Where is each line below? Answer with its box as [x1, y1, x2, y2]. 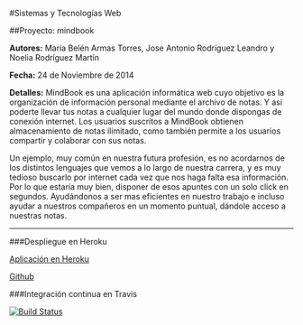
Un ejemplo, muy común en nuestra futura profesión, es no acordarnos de [9, 153, 286, 163]
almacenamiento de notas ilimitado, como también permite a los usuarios [9, 125, 281, 136]
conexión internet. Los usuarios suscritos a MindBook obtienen [9, 116, 243, 126]
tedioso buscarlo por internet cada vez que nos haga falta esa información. [9, 172, 289, 182]
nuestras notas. [9, 210, 68, 220]
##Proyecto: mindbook [9, 25, 95, 35]
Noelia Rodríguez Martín [9, 52, 99, 62]
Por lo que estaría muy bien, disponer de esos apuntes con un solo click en [9, 181, 289, 192]
